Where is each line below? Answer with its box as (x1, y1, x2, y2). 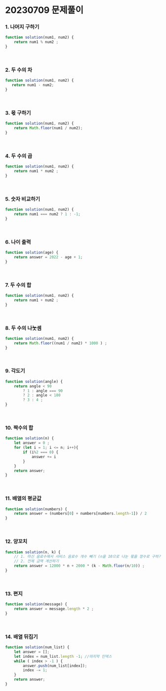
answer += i (31, 454, 56, 459)
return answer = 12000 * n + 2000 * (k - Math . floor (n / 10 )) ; (14, 563, 145, 569)
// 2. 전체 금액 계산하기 (14, 559, 59, 564)
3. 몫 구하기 (5, 109, 31, 116)
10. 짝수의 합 (5, 425, 34, 431)
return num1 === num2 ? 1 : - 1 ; (14, 212, 81, 217)
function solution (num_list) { (5, 645, 70, 650)
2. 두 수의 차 (5, 66, 33, 73)
